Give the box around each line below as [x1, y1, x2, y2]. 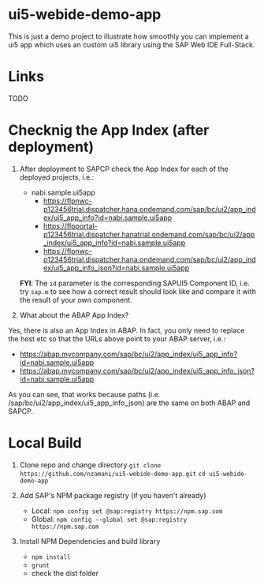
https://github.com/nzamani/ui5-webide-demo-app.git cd [19, 470, 206, 478]
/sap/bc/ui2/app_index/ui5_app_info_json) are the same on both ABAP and [8, 398, 251, 407]
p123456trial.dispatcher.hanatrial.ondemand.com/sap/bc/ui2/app [43, 229, 255, 239]
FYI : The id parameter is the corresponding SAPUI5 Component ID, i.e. [19, 278, 250, 288]
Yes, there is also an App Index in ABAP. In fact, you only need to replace [8, 325, 245, 335]
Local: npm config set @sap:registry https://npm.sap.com [31, 506, 223, 515]
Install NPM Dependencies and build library [19, 536, 161, 545]
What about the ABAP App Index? [19, 310, 129, 320]
